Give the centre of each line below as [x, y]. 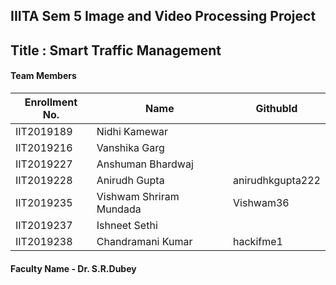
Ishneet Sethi [127, 225]
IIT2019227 [44, 164]
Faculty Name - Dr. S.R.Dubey [73, 268]
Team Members [43, 76]
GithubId [276, 108]
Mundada [119, 209]
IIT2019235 [44, 202]
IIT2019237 [44, 225]
